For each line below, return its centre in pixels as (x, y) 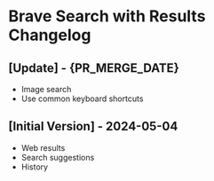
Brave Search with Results (107, 16)
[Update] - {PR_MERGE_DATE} (94, 68)
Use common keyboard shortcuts (82, 98)
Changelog (50, 35)
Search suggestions (58, 157)
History (35, 167)
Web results (43, 147)
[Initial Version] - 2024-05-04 (93, 126)
